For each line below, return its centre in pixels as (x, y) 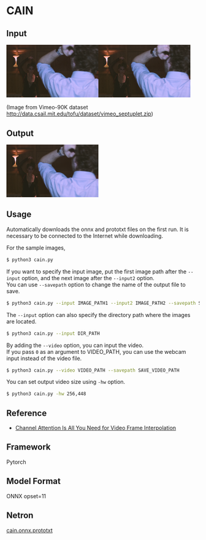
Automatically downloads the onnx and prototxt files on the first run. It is (97, 229)
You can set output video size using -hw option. (66, 382)
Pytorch (16, 462)
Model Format (34, 481)
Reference (27, 413)
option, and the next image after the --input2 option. (88, 278)
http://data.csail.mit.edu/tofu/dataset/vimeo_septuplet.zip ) (80, 114)
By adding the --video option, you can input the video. (75, 345)
